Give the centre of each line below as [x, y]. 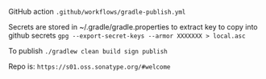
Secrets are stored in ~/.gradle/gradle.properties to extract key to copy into [133, 27]
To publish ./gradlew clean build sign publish [88, 51]
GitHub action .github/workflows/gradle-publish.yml [97, 12]
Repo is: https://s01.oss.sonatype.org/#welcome [89, 66]
